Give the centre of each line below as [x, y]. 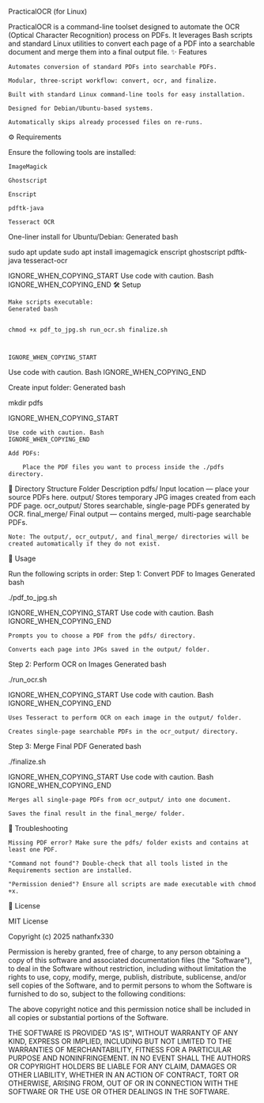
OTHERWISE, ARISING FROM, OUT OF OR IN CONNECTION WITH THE [123, 1083]
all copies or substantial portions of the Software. [88, 1018]
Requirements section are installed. [70, 871]
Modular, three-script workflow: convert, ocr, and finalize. [113, 81]
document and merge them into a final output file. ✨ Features [108, 52]
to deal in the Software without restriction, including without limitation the [127, 969]
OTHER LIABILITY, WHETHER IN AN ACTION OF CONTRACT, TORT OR [123, 1075]
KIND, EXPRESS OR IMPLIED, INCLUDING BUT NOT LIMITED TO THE [120, 1041]
